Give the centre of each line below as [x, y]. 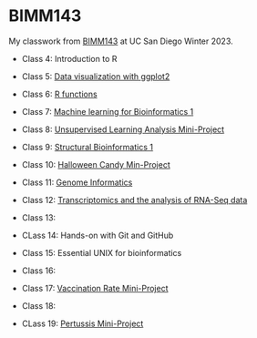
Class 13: [39, 217]
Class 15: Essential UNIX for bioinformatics [102, 252]
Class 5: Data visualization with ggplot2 [96, 76]
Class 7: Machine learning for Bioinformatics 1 [108, 111]
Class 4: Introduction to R [69, 58]
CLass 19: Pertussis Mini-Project [82, 323]
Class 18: [39, 305]
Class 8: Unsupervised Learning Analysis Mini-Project [123, 129]
